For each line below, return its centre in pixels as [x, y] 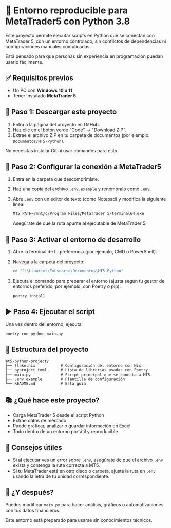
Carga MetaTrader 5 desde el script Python [58, 415]
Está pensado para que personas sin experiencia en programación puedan [84, 56]
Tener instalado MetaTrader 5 [44, 96]
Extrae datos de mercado [40, 421]
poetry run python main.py [34, 334]
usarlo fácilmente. [24, 62]
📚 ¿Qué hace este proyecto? [53, 400]
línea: [18, 204]
